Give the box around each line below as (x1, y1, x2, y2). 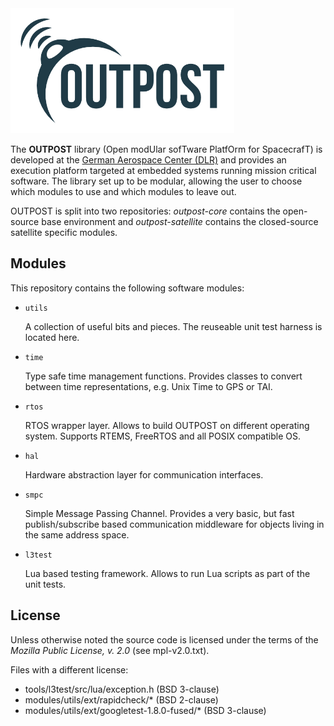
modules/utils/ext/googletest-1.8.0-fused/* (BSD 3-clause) (24, 704, 267, 716)
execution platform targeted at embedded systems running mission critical (10, 165, 317, 176)
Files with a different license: (10, 663, 129, 676)
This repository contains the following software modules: (10, 282, 245, 294)
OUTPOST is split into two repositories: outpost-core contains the (10, 205, 281, 217)
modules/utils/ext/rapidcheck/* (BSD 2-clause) (24, 693, 219, 706)
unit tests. (24, 578, 67, 590)
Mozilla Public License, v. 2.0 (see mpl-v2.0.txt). (10, 644, 210, 656)
